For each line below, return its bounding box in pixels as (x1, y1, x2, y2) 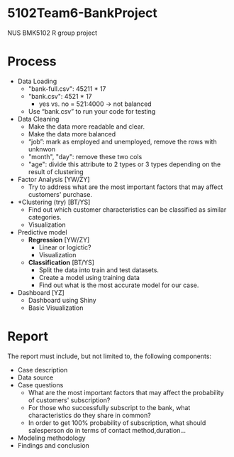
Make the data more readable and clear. (28, 122, 145, 131)
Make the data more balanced (28, 129, 116, 138)
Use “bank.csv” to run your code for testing (28, 107, 156, 115)
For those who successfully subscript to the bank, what (28, 403, 191, 412)
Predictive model (17, 227, 67, 236)
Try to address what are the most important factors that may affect (28, 183, 223, 191)
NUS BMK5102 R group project (7, 28, 98, 37)
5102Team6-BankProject (7, 5, 158, 21)
